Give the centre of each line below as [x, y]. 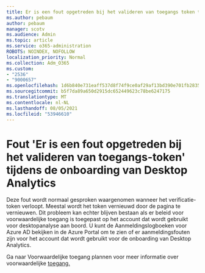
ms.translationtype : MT [37, 97]
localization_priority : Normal [46, 57]
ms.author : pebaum [30, 18]
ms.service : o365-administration [49, 46]
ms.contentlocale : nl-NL [38, 102]
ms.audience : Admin [31, 35]
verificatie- [182, 200]
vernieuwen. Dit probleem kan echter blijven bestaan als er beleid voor [95, 213]
